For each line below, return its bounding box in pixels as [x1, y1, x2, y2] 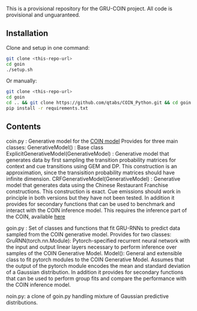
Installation [6, 28, 48, 39]
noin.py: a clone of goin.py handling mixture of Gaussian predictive [6, 293, 169, 300]
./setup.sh [6, 66, 33, 73]
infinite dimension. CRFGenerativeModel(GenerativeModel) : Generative [6, 175, 181, 182]
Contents [6, 121, 41, 132]
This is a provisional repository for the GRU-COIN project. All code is [6, 5, 173, 12]
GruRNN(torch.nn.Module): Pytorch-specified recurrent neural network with [6, 237, 191, 244]
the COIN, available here [6, 213, 65, 220]
